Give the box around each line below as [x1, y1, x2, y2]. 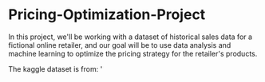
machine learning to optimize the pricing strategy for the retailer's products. [8, 49, 258, 58]
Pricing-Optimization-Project [8, 6, 206, 24]
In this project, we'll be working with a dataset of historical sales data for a [8, 32, 253, 41]
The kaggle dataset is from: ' [8, 64, 103, 73]
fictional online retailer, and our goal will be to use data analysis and [8, 40, 231, 49]
